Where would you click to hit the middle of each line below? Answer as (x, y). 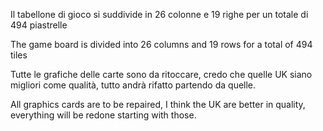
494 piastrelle (39, 25)
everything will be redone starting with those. (103, 115)
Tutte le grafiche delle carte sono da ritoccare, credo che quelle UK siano (161, 74)
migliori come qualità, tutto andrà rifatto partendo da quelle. (133, 85)
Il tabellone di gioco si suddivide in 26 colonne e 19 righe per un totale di (159, 14)
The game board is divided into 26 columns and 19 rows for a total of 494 (161, 44)
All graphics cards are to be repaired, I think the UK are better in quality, (158, 104)
